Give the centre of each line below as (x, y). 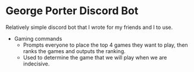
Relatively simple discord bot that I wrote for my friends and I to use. (89, 27)
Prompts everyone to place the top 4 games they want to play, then (105, 45)
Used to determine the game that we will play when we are (95, 57)
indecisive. (36, 64)
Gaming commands (38, 38)
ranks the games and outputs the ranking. (74, 51)
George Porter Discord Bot (72, 11)
